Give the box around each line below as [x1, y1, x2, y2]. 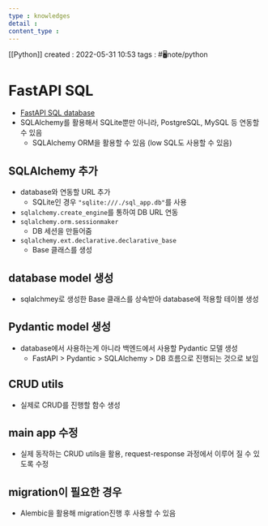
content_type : [8, 27, 60, 35]
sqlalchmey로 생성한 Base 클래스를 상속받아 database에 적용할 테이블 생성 [19, 294, 259, 304]
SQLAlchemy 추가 [8, 164, 99, 178]
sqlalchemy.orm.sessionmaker [19, 218, 119, 226]
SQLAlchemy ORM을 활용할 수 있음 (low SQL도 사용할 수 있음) [32, 138, 232, 148]
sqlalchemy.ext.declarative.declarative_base [19, 237, 177, 245]
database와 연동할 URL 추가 [19, 188, 111, 197]
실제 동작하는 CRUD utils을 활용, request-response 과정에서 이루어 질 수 [19, 449, 252, 459]
